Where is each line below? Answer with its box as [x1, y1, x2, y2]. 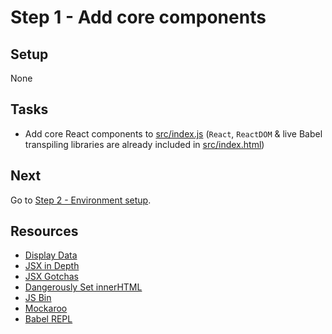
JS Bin [24, 292, 52, 304]
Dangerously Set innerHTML [24, 281, 143, 293]
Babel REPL [24, 313, 73, 325]
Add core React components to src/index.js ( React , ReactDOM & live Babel [24, 127, 323, 140]
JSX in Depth [24, 260, 80, 272]
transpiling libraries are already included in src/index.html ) [24, 138, 265, 150]
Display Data [24, 249, 78, 261]
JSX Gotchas [24, 271, 79, 283]
